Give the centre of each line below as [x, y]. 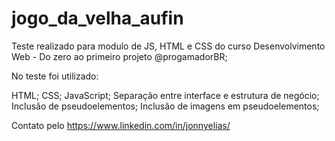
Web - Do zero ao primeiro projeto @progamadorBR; [119, 56]
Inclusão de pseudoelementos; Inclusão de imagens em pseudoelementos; [165, 106]
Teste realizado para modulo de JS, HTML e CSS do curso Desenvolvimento [168, 46]
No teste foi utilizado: [55, 76]
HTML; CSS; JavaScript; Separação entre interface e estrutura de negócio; [165, 95]
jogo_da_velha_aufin [97, 18]
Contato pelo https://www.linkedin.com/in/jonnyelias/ [121, 125]
